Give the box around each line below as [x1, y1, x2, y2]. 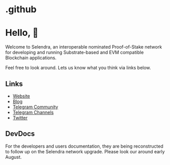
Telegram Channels [12, 109, 54, 115]
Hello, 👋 [5, 27, 39, 39]
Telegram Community [12, 104, 59, 110]
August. [5, 154, 22, 160]
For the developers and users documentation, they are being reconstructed [5, 143, 163, 149]
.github [5, 4, 37, 15]
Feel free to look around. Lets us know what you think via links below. [5, 65, 152, 71]
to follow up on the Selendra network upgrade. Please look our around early [5, 148, 165, 154]
